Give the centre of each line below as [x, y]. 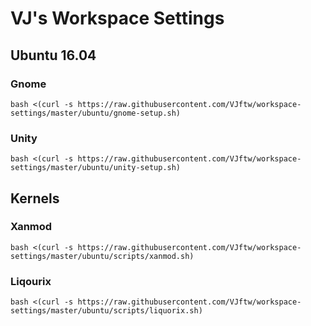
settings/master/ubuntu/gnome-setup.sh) [96, 113]
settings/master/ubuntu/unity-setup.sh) [96, 168]
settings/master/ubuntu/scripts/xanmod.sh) [102, 256]
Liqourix [31, 281]
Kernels [35, 198]
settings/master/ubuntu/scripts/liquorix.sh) [106, 311]
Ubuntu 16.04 [53, 55]
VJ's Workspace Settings [117, 18]
